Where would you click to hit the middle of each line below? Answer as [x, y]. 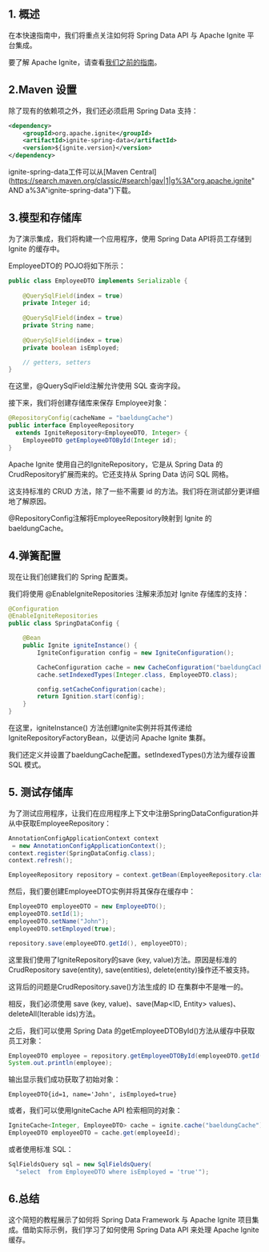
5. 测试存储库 [41, 792]
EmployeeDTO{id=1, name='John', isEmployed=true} [93, 1094]
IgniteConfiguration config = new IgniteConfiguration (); [136, 653]
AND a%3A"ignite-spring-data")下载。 [72, 190]
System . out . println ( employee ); [60, 1063]
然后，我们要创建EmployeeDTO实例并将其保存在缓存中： [102, 891]
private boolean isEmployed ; [71, 348]
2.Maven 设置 [43, 90]
